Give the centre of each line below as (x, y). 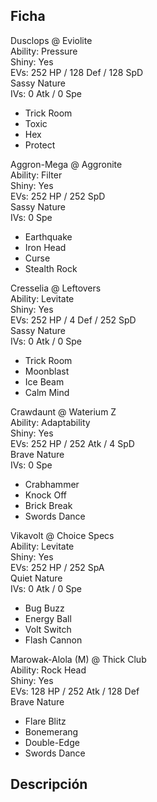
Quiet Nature (36, 578)
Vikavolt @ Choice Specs (62, 535)
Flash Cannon (53, 640)
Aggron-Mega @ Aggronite (66, 164)
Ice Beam (44, 381)
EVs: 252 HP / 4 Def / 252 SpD (73, 320)
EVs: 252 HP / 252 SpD (58, 196)
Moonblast (47, 371)
